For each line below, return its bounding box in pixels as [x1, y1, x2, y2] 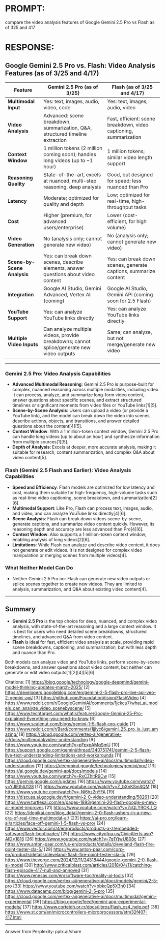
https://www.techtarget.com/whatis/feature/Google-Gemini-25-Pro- [5, 710, 143, 716]
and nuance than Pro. [12, 649, 56, 655]
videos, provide [43, 332, 80, 339]
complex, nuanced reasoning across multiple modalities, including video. [12, 387, 160, 393]
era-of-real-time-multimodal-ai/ [5, 815, 70, 821]
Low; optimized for [107, 191, 151, 198]
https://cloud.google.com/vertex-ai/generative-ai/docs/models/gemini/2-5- [5, 877, 158, 883]
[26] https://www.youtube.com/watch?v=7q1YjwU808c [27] [25, 836, 146, 842]
